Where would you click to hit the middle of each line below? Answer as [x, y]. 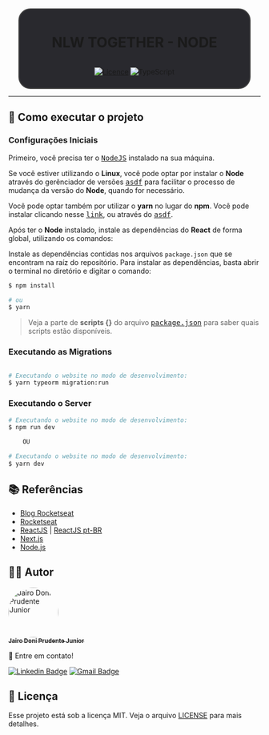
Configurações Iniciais [53, 140]
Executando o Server [50, 404]
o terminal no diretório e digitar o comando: [80, 271]
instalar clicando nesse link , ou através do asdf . [91, 214]
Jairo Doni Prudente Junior [46, 641]
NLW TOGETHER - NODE [134, 43]
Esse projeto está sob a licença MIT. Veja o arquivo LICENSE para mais [125, 716]
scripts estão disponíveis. [70, 331]
